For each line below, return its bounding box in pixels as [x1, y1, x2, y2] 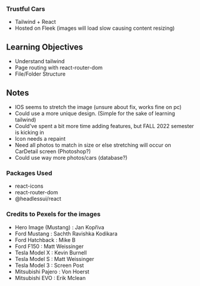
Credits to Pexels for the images [6, 210, 101, 219]
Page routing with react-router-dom [14, 64, 103, 71]
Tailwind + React [14, 18, 56, 26]
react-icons [14, 182, 44, 189]
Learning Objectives [6, 42, 84, 52]
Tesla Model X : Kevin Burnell [14, 249, 87, 256]
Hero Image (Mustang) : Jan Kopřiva [14, 223, 104, 231]
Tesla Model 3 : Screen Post [14, 262, 84, 269]
